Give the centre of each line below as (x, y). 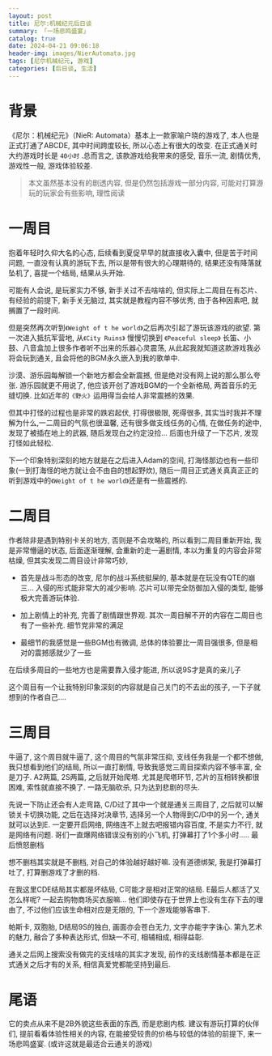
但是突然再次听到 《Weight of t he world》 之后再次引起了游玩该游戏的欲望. (130, 327)
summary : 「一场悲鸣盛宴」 (49, 31)
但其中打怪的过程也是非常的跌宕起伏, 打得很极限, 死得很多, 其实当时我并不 (132, 412)
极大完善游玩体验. (49, 598)
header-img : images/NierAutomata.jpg (72, 53)
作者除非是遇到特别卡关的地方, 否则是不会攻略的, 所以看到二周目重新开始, (130, 540)
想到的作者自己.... (38, 696)
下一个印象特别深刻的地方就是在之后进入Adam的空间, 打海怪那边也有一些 (130, 460)
